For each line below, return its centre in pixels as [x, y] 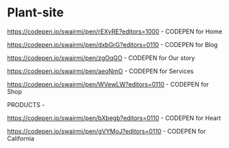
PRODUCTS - [26, 104]
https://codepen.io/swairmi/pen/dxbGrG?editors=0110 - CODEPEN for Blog [112, 44]
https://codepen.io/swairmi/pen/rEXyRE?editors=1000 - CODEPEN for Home [115, 31]
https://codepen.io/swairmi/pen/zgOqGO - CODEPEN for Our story [101, 58]
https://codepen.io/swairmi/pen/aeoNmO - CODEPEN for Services [100, 71]
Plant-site [36, 13]
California [21, 138]
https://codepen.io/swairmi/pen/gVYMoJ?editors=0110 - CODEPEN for [107, 131]
